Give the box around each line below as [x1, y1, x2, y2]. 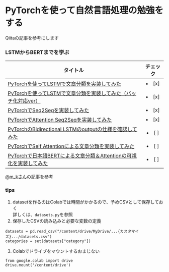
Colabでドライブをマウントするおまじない [12, 248, 100, 254]
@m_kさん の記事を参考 [5, 174, 54, 180]
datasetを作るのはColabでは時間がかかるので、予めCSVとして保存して [12, 199, 159, 205]
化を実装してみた [8, 160, 48, 167]
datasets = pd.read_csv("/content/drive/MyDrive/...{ [5, 229, 121, 234]
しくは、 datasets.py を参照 [17, 211, 73, 217]
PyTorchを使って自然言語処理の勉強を [5, 5, 163, 16]
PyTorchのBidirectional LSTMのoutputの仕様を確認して [8, 126, 137, 133]
